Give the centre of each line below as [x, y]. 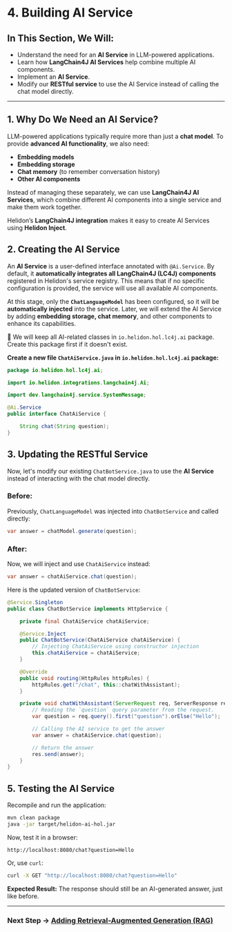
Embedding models [46, 157]
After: [17, 549]
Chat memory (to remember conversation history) [88, 171]
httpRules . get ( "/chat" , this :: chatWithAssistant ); [106, 685]
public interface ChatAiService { [57, 414]
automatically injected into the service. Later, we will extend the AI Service [115, 309]
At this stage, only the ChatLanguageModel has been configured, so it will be [113, 301]
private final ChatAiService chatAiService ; [85, 621]
